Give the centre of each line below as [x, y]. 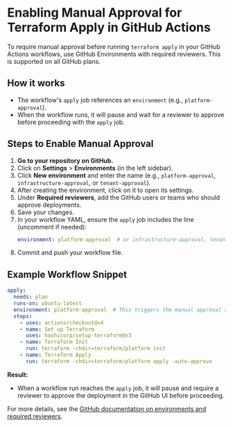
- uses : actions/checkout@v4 [62, 323]
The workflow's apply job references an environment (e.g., [100, 100]
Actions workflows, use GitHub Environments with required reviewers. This [114, 54]
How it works [36, 84]
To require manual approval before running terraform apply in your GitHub [114, 46]
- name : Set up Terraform [57, 329]
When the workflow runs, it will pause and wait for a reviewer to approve [121, 114]
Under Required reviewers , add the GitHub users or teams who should [119, 197]
